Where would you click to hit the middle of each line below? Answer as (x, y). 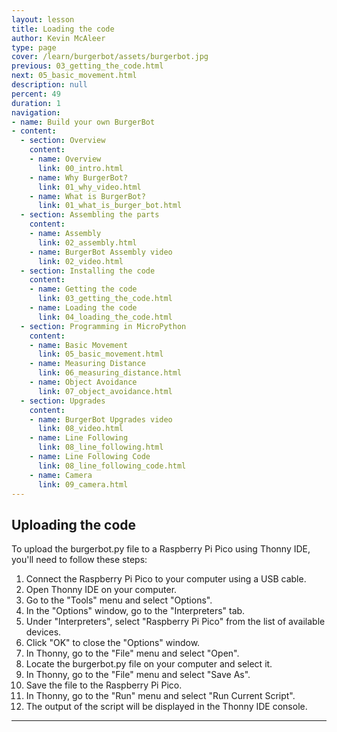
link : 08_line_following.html (100, 447)
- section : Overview (63, 141)
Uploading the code (74, 524)
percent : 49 (36, 94)
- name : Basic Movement (79, 345)
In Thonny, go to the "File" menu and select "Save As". (138, 675)
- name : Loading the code (83, 308)
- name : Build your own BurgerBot (83, 122)
